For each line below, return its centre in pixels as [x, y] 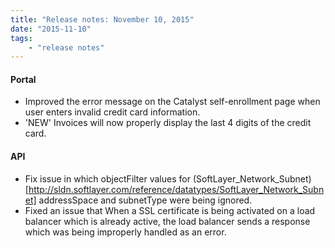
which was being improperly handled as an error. [125, 232]
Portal [23, 79]
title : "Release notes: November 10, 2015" [102, 19]
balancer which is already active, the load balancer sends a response [167, 221]
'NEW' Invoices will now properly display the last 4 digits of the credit [168, 123]
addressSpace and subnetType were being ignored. [145, 200]
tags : [21, 38]
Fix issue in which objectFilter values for [107, 178]
